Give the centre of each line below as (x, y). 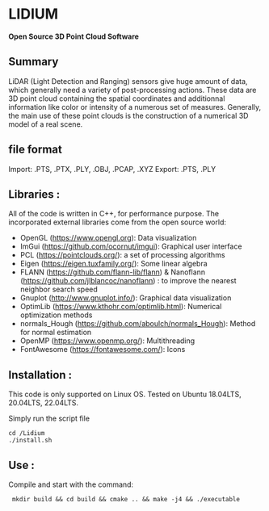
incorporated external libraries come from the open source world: (117, 222)
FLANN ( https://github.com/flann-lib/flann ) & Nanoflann (113, 272)
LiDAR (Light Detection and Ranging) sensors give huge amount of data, (128, 81)
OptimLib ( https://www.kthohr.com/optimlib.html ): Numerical (121, 307)
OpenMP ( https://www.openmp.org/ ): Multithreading (107, 341)
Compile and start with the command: (71, 484)
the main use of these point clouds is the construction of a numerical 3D (128, 115)
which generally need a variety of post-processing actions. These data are (132, 90)
